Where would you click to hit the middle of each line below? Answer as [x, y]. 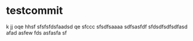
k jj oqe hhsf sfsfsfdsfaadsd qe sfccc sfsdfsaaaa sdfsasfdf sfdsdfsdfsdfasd [97, 27]
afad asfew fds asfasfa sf [37, 32]
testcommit [35, 11]
